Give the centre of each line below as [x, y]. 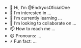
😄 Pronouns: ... [26, 36]
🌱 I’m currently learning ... [36, 18]
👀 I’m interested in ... [30, 13]
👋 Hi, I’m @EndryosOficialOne [40, 8]
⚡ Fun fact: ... [23, 41]
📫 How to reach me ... [32, 29]
